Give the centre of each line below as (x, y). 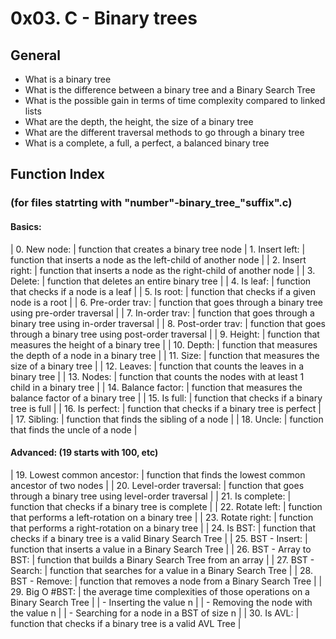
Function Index (57, 174)
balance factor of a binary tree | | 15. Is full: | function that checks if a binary (166, 398)
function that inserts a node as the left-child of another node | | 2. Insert (158, 259)
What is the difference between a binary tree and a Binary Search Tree (170, 90)
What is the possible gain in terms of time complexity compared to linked (175, 100)
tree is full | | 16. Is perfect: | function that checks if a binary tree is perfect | (166, 408)
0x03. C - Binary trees (104, 18)
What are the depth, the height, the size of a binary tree (139, 121)
